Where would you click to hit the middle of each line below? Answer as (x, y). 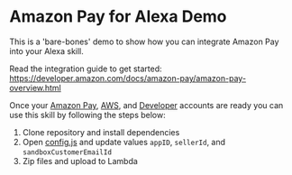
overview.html (35, 87)
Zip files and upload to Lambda (80, 161)
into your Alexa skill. (46, 51)
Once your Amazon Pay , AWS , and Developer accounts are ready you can (146, 105)
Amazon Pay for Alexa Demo (118, 17)
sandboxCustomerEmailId (67, 152)
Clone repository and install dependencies (101, 132)
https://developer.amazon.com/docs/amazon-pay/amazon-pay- (128, 78)
